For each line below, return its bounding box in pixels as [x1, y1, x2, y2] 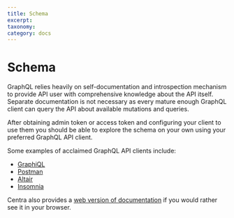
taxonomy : [7, 23, 36, 30]
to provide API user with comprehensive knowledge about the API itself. [7, 90, 214, 98]
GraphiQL [17, 160, 45, 169]
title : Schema [7, 10, 49, 17]
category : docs [7, 29, 52, 37]
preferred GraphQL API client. [7, 133, 93, 141]
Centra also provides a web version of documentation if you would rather [7, 196, 218, 204]
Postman [17, 168, 43, 176]
